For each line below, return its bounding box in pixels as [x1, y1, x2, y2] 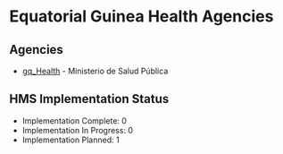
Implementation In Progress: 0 [21, 124, 134, 135]
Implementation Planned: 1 [21, 134, 120, 145]
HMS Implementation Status [9, 91, 170, 107]
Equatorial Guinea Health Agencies [9, 6, 274, 27]
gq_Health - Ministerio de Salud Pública [21, 65, 169, 76]
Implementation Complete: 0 [21, 115, 128, 126]
